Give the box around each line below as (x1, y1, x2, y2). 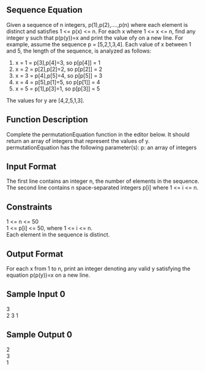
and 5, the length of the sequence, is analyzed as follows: (6, 47, 152, 54)
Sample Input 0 (6, 289, 65, 299)
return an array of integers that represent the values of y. (6, 137, 150, 144)
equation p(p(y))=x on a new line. (6, 271, 91, 279)
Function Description (6, 114, 89, 125)
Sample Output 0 (6, 329, 72, 340)
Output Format (6, 249, 64, 259)
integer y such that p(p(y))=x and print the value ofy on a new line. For (6, 34, 184, 42)
